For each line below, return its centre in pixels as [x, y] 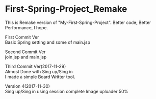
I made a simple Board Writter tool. [40, 77]
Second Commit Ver [25, 52]
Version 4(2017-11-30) [27, 86]
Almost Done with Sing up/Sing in [39, 71]
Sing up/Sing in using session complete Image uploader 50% [67, 91]
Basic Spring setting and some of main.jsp [48, 42]
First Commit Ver [22, 37]
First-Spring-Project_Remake [66, 9]
